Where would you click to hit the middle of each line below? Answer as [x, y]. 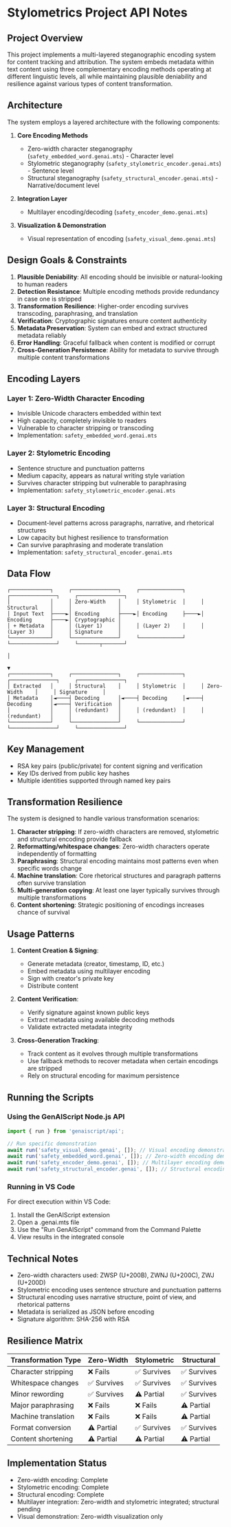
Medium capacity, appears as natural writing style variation [101, 476]
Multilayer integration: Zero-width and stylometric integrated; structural [118, 1502]
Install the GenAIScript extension [63, 1215]
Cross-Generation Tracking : [58, 1040]
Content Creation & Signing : [58, 950]
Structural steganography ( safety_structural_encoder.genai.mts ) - [123, 178]
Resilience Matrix [45, 1341]
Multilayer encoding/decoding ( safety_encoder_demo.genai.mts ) [118, 212]
